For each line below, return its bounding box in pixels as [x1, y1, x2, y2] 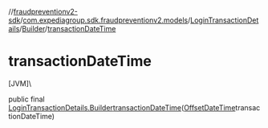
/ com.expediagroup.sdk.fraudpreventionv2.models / [19, 15, 191, 25]
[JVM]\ [8, 78, 32, 88]
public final [8, 94, 46, 104]
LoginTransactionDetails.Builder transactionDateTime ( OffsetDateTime [8, 102, 236, 112]
